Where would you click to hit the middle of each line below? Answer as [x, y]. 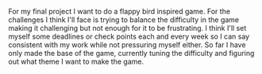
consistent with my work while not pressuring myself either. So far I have [127, 45]
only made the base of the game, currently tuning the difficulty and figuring [131, 53]
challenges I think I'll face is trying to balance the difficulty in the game [124, 20]
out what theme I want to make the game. [76, 61]
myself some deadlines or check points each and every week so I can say [129, 36]
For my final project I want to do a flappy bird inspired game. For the [119, 11]
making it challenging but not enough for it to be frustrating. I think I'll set [127, 28]
